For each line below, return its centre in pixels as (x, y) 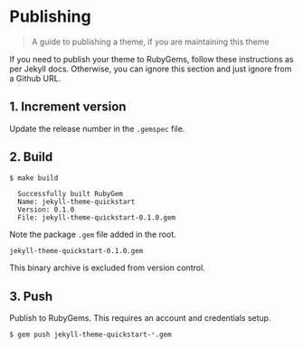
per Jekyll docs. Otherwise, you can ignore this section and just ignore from (151, 69)
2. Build (31, 157)
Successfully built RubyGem (71, 194)
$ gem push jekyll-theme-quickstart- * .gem (90, 335)
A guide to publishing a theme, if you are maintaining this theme (150, 42)
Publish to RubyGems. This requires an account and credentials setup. (140, 318)
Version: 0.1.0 (46, 210)
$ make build (34, 178)
